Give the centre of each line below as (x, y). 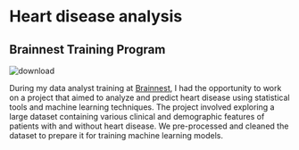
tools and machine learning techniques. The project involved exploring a (142, 107)
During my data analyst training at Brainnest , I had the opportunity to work (145, 88)
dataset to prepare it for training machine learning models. (116, 135)
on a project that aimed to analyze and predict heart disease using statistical (149, 97)
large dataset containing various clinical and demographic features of (137, 117)
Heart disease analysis (96, 17)
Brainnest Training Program (87, 50)
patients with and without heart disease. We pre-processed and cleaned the (149, 126)
